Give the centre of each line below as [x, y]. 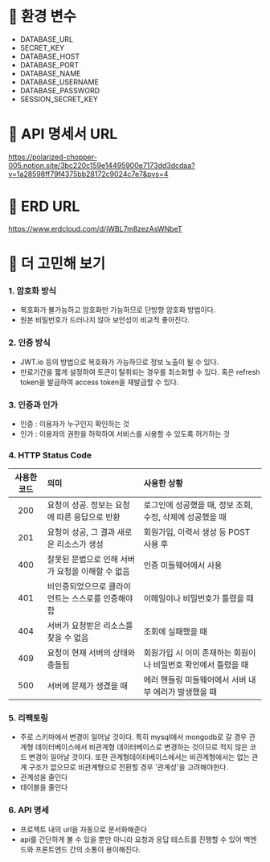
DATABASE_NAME [50, 73]
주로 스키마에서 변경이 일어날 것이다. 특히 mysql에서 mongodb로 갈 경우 [133, 737]
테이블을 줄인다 [44, 787]
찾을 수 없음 [68, 638]
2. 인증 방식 [29, 343]
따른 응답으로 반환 [88, 517]
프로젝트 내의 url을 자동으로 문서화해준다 [83, 829]
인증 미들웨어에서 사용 [183, 565]
